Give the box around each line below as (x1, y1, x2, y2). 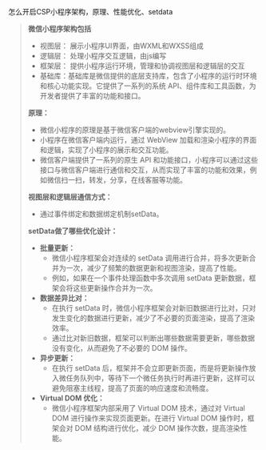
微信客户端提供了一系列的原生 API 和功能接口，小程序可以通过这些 (39, 155, 258, 164)
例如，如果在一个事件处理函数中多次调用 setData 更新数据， (51, 273, 249, 283)
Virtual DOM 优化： (39, 393, 105, 403)
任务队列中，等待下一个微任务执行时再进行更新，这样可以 (66, 373, 256, 383)
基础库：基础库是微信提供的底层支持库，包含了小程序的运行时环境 (39, 71, 257, 80)
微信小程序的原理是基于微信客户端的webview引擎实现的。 (39, 125, 230, 135)
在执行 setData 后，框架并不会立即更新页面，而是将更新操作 (51, 364, 249, 372)
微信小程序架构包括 (27, 24, 92, 34)
